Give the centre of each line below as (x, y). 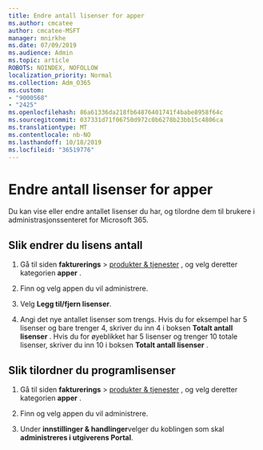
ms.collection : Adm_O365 (50, 82)
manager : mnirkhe (37, 38)
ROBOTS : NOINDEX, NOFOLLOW (53, 68)
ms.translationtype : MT (48, 127)
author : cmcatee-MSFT (44, 30)
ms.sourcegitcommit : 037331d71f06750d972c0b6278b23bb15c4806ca (116, 120)
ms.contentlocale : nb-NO (50, 135)
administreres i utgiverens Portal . (76, 437)
